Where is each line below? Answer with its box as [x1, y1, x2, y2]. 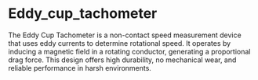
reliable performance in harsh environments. [8, 63, 151, 72]
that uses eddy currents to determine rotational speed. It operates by [8, 38, 231, 47]
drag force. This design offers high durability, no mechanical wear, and [8, 55, 237, 64]
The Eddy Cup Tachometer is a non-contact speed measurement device [8, 30, 242, 40]
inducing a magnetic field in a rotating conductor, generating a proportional [8, 47, 251, 56]
